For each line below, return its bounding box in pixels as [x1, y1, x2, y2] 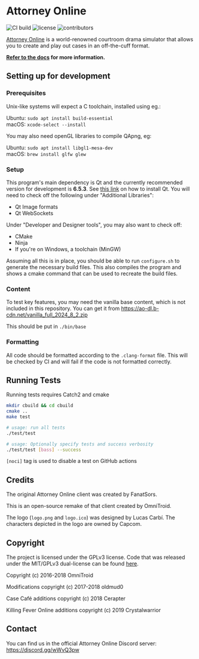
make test [6, 414, 31, 420]
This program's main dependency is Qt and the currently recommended [6, 179, 183, 186]
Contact [6, 624, 37, 634]
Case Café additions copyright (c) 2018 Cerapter [6, 595, 126, 602]
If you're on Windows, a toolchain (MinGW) [14, 245, 121, 252]
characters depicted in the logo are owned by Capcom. [6, 520, 142, 528]
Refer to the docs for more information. [6, 53, 106, 61]
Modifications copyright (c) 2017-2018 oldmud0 [6, 583, 124, 591]
